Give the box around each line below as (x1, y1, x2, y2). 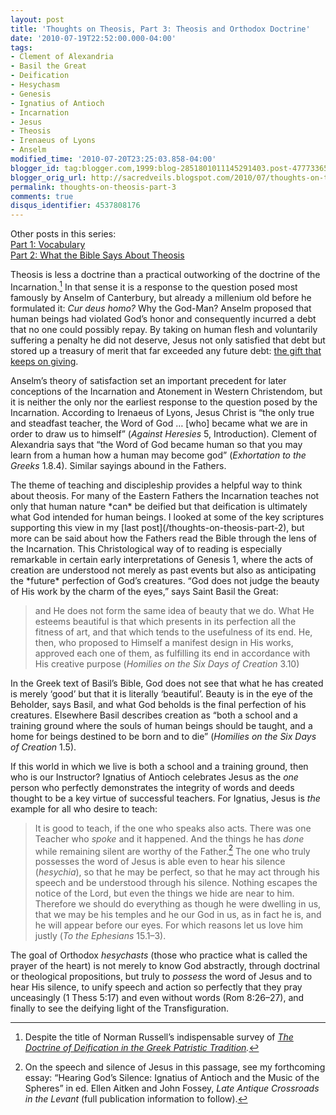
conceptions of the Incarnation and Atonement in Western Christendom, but (10, 385, 323, 397)
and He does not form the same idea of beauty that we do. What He (34, 604, 315, 616)
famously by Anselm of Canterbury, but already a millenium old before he (10, 291, 312, 303)
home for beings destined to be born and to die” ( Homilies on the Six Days (10, 730, 317, 742)
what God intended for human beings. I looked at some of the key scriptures (10, 511, 325, 523)
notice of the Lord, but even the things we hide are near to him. (34, 887, 295, 900)
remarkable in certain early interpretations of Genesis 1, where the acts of (10, 553, 314, 565)
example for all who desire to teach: (10, 802, 158, 815)
